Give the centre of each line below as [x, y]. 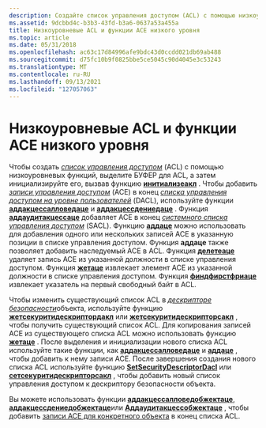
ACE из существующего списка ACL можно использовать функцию [123, 334]
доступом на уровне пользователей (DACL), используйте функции [121, 201]
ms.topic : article [39, 38]
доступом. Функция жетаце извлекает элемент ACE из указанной [121, 268]
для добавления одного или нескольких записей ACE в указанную [121, 234]
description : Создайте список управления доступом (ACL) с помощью [122, 15]
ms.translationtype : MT [48, 67]
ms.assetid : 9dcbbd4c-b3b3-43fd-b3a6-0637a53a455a [94, 23]
